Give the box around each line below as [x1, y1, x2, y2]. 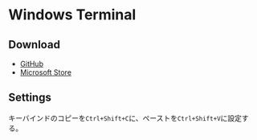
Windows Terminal [8, 6, 137, 24]
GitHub [19, 59, 44, 68]
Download [8, 38, 60, 51]
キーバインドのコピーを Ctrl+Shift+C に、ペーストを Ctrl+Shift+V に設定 [8, 113, 243, 122]
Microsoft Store [19, 68, 72, 77]
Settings [8, 91, 52, 105]
